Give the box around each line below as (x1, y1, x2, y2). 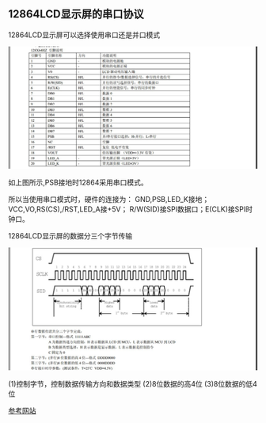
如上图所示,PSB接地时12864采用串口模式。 (8, 177, 148, 188)
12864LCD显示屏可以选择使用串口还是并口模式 (8, 30, 161, 40)
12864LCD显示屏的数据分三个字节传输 (8, 231, 133, 241)
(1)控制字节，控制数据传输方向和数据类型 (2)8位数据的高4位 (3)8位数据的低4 (8, 379, 257, 388)
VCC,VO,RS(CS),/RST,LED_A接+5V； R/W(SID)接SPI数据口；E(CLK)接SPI (8, 204, 246, 214)
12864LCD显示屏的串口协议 (8, 7, 144, 21)
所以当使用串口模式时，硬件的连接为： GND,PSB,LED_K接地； (8, 195, 210, 204)
